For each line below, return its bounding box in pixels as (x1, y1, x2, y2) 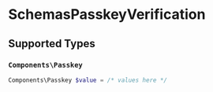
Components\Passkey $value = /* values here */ (8, 76, 168, 84)
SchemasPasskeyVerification (8, 6, 206, 24)
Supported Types (8, 37, 96, 50)
